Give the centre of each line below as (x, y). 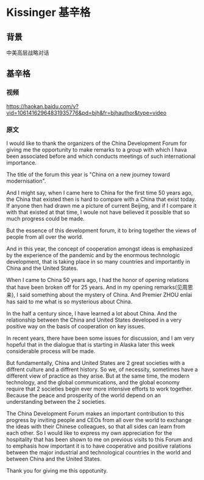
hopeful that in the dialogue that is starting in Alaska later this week (90, 344)
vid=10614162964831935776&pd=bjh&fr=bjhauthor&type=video (86, 113)
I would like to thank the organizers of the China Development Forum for (97, 143)
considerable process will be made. (51, 351)
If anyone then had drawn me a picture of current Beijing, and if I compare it (101, 205)
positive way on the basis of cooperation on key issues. (76, 326)
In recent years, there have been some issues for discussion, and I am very (100, 338)
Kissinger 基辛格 (48, 12)
